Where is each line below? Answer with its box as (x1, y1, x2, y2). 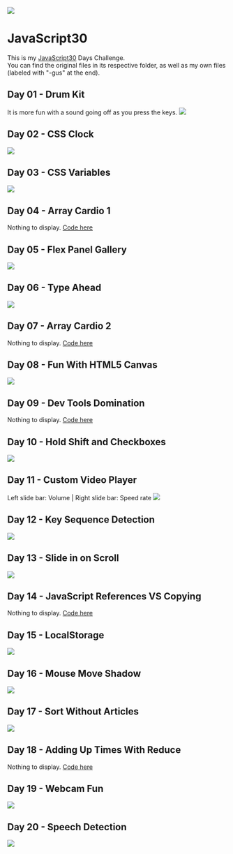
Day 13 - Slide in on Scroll (7, 552, 119, 564)
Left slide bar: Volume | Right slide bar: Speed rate (7, 493, 152, 502)
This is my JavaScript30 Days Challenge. (7, 53, 126, 62)
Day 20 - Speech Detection (7, 821, 127, 833)
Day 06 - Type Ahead (7, 282, 102, 294)
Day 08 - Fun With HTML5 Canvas (7, 359, 158, 371)
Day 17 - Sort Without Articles (7, 705, 140, 718)
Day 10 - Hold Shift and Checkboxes (7, 436, 166, 448)
